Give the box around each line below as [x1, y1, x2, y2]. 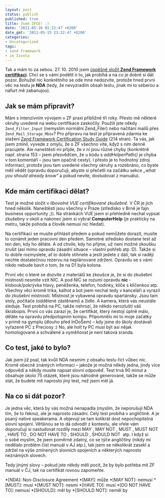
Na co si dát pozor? [5, 392, 66, 400]
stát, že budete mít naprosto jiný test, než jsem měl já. [5, 378, 114, 383]
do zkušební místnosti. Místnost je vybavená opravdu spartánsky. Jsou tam [5, 293, 158, 299]
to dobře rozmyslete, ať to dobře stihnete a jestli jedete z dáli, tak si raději [5, 252, 154, 257]
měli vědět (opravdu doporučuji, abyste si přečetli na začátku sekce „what [5, 167, 156, 173]
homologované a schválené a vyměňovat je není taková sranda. [5, 329, 134, 335]
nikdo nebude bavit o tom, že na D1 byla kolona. [5, 262, 102, 268]
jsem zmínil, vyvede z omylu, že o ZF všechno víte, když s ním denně [5, 141, 145, 147]
